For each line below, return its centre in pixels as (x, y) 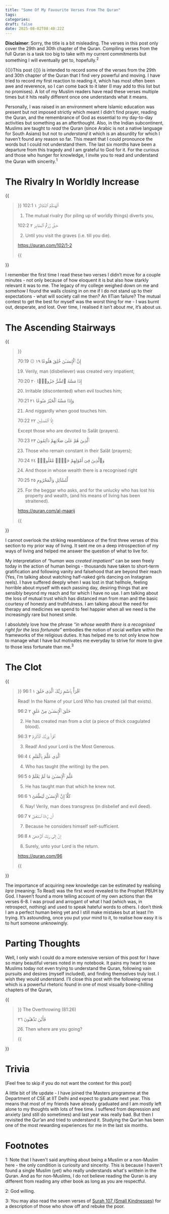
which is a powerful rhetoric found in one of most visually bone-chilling (79, 984)
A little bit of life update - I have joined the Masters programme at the (77, 1093)
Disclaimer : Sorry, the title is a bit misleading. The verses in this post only (82, 43)
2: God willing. (20, 1191)
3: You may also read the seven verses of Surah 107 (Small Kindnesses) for (83, 1201)
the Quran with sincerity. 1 (32, 161)
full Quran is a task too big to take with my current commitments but (76, 54)
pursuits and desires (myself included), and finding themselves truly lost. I (82, 974)
